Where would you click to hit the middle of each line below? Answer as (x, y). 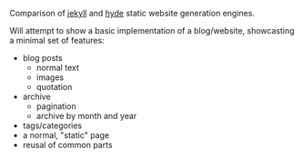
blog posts (42, 58)
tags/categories (52, 125)
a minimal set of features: (57, 40)
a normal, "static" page (66, 135)
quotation (54, 87)
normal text (57, 68)
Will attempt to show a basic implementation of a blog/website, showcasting (152, 30)
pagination (56, 106)
